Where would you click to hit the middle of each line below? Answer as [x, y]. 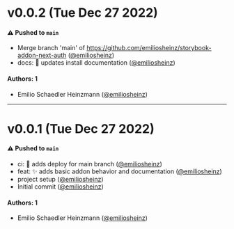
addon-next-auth [42, 55]
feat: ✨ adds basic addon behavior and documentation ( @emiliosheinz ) [120, 171]
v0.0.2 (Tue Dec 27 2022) [83, 13]
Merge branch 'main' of [51, 48]
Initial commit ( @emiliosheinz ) [61, 187]
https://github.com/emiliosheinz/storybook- [149, 48]
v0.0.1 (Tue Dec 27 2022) [81, 128]
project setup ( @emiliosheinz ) [60, 179]
